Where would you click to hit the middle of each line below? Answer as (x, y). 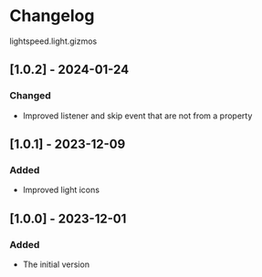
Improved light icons (61, 190)
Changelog (52, 16)
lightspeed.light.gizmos (53, 41)
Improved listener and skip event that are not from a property (137, 116)
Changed (31, 96)
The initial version (56, 264)
